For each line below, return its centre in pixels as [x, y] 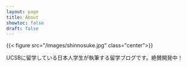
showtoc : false [25, 23]
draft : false [22, 28]
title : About [22, 17]
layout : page [22, 12]
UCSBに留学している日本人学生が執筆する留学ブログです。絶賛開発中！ [94, 58]
